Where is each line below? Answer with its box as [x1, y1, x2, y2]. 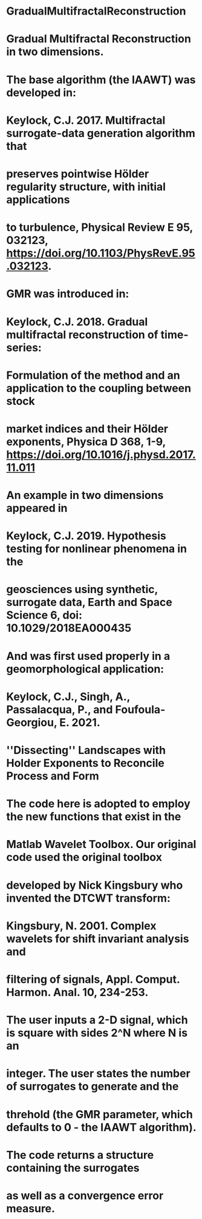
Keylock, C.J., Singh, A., [6, 690, 131, 704]
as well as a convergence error [6, 1189, 164, 1203]
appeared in [6, 501, 68, 515]
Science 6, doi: [6, 608, 83, 622]
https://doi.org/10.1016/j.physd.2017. [6, 447, 197, 461]
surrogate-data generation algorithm [6, 126, 195, 140]
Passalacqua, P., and [6, 702, 113, 716]
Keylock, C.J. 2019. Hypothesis [6, 529, 166, 543]
